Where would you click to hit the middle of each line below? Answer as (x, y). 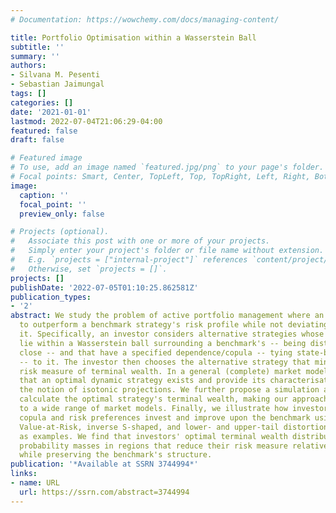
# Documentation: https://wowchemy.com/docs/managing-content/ (145, 19)
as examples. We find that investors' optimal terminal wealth (153, 436)
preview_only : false (62, 214)
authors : (28, 66)
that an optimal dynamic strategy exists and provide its (143, 381)
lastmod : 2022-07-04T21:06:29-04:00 (86, 121)
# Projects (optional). (60, 232)
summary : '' (35, 56)
